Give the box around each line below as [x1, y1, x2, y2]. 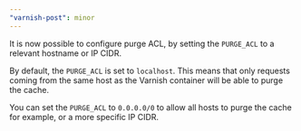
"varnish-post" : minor [9, 13, 95, 23]
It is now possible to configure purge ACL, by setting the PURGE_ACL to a [9, 38, 275, 49]
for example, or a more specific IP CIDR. [9, 111, 160, 122]
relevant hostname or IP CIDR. [9, 47, 122, 59]
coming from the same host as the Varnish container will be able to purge [9, 74, 284, 86]
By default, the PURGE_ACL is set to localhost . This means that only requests [9, 65, 290, 76]
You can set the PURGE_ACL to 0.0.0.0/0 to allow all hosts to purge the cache [9, 101, 292, 113]
